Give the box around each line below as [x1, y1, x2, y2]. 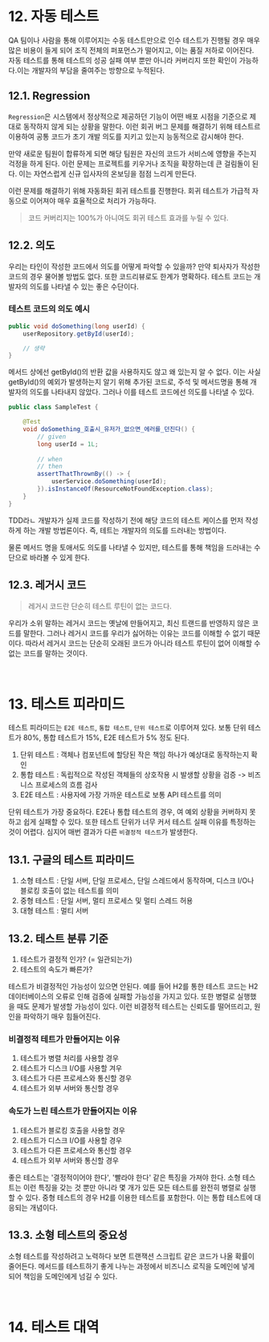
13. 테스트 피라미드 [8, 695, 125, 713]
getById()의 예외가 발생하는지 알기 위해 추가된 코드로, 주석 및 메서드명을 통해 [8, 377, 249, 387]
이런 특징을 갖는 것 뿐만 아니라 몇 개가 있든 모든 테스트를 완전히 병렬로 [22, 1182, 242, 1192]
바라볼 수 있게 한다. [29, 552, 90, 562]
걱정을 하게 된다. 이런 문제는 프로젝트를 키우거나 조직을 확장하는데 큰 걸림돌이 [8, 158, 251, 169]
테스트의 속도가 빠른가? [19, 965, 93, 974]
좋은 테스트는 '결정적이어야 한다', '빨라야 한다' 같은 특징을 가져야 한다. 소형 [8, 1173, 241, 1182]
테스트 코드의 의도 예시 [8, 303, 91, 315]
